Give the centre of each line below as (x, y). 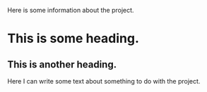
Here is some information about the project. (71, 10)
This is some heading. (73, 39)
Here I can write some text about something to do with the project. (104, 81)
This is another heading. (62, 64)
